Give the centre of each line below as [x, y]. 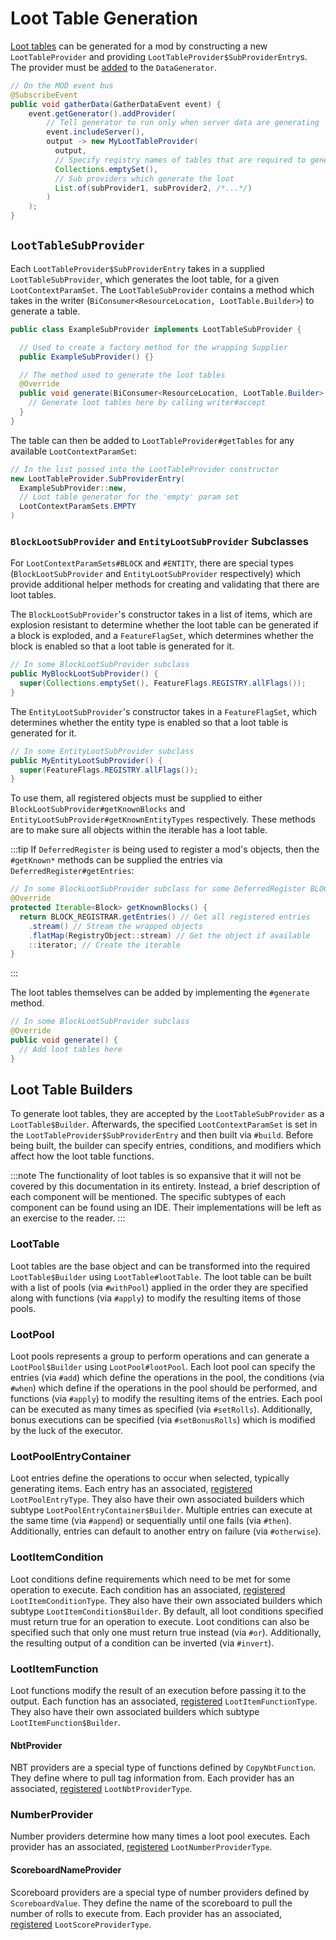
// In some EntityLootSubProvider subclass [102, 751]
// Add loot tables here [71, 1049]
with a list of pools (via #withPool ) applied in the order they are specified [159, 1287]
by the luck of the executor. [66, 1431]
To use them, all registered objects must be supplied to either [136, 798]
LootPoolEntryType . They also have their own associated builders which [157, 1499]
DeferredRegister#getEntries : [72, 871]
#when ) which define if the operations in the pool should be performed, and [164, 1388]
